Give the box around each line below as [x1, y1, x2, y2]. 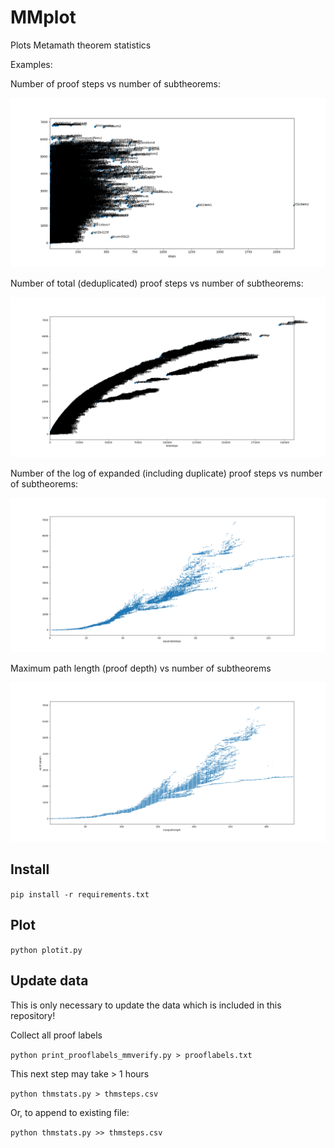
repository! [10, 1009, 56, 1021]
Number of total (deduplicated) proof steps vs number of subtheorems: [10, 277, 304, 290]
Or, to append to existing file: [10, 1106, 130, 1118]
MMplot [10, 6, 77, 29]
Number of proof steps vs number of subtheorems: [10, 77, 221, 90]
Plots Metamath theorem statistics [10, 39, 152, 51]
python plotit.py [10, 945, 83, 955]
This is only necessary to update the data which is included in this [10, 999, 282, 1011]
